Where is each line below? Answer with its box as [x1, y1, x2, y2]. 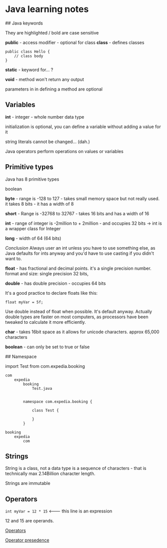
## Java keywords [5, 20, 43, 26]
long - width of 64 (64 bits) [5, 235, 61, 241]
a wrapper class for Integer [5, 225, 61, 231]
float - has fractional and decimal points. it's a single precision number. [5, 265, 152, 271]
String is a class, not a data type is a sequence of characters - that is [5, 465, 147, 471]
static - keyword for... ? [5, 67, 53, 73]
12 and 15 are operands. [5, 518, 54, 524]
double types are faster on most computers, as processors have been [5, 314, 149, 320]
